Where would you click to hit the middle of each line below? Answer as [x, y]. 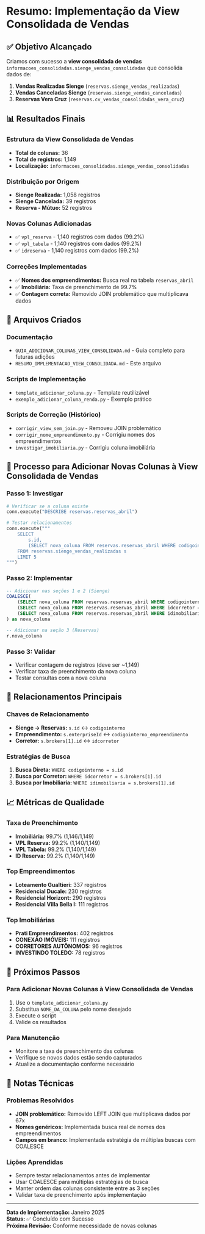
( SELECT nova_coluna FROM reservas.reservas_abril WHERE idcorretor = [109, 608]
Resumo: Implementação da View [93, 11]
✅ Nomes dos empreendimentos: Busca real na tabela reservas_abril [104, 280]
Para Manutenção [33, 1038]
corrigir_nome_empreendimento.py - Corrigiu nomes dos [85, 434]
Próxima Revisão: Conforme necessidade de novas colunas [82, 1226]
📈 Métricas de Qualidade [56, 802]
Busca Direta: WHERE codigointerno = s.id [69, 769]
